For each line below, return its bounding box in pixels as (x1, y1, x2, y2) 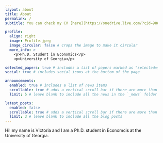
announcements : (5, 79, 36, 83)
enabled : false (9, 105, 40, 110)
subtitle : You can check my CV (5, 20, 68, 26)
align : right (9, 34, 36, 39)
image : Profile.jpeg (9, 38, 51, 44)
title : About (5, 12, 32, 16)
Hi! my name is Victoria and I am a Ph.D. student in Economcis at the (5, 127, 142, 133)
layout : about (5, 7, 34, 12)
